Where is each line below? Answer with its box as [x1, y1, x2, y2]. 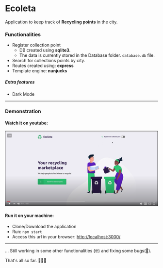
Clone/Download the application [12, 223, 77, 229]
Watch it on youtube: [5, 120, 49, 126]
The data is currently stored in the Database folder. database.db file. [19, 52, 155, 58]
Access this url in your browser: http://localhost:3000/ [12, 234, 121, 239]
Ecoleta [5, 3, 36, 14]
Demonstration [5, 108, 41, 115]
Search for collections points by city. [12, 58, 85, 64]
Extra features [5, 79, 35, 85]
